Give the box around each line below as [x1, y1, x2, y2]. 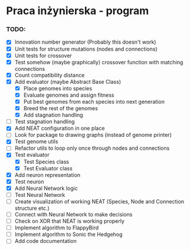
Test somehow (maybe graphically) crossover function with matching [14, 58, 184, 65]
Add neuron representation [14, 171, 81, 178]
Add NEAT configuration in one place [14, 125, 105, 132]
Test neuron [14, 178, 44, 185]
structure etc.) [14, 205, 50, 212]
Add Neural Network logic [14, 185, 78, 192]
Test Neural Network [14, 191, 65, 198]
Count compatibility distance [14, 71, 85, 78]
